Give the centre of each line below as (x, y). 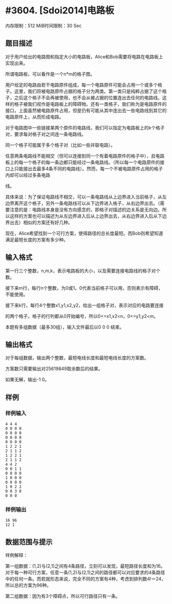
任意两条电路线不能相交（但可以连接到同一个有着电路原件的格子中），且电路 (85, 156)
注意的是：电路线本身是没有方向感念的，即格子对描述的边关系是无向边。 (86, 209)
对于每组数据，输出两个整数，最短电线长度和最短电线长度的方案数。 (77, 358)
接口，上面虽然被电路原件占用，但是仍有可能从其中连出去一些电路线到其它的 (86, 110)
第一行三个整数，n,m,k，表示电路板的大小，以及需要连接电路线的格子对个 (83, 271)
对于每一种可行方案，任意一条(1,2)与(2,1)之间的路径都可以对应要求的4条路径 (85, 573)
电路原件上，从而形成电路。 (35, 117)
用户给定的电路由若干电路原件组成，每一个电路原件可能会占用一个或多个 (81, 84)
